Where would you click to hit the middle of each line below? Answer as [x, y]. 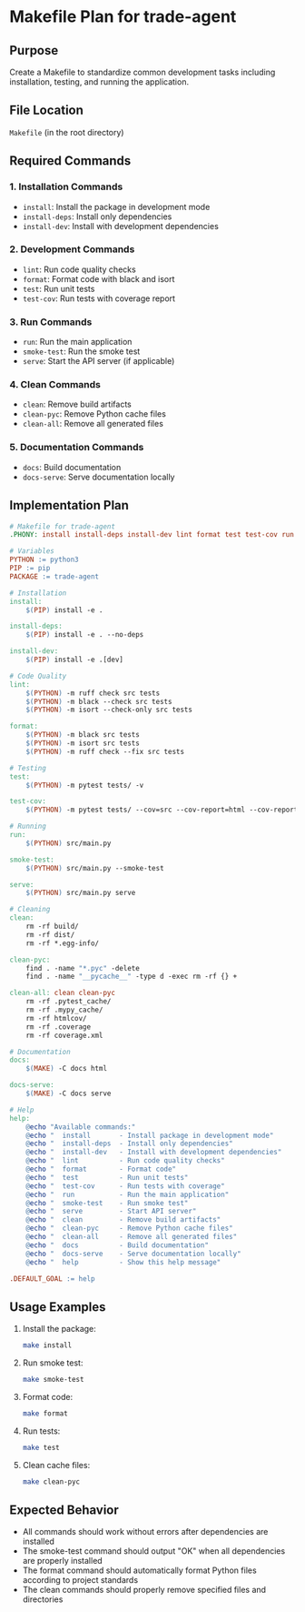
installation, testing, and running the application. [99, 82]
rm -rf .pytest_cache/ [69, 1002]
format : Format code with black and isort [98, 278]
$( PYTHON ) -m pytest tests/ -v [85, 785]
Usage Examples [58, 1307]
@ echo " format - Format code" [101, 1169]
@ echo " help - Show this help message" [123, 1262]
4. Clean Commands [55, 385]
